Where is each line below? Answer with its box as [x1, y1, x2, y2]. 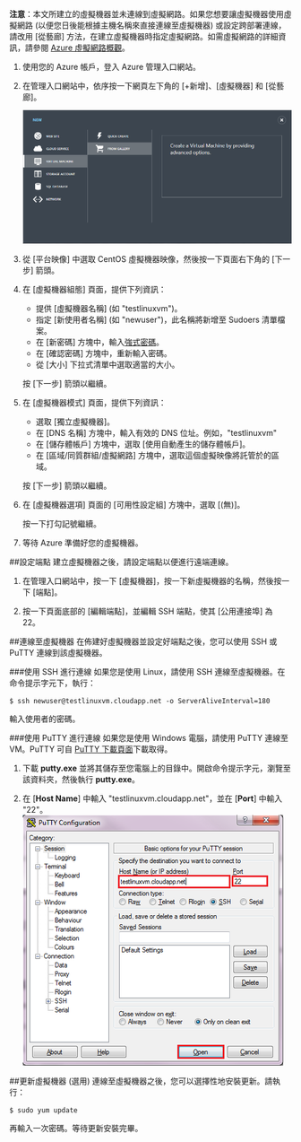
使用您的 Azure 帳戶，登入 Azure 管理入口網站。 [21, 62, 202, 72]
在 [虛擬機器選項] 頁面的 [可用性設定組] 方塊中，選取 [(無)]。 [21, 499, 245, 510]
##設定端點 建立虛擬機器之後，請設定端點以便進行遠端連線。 [9, 556, 234, 567]
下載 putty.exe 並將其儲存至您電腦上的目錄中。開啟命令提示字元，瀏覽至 [21, 763, 291, 773]
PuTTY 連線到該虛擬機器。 [9, 647, 107, 658]
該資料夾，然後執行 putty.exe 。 [21, 773, 141, 784]
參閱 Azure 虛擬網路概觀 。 [32, 42, 130, 53]
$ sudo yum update [9, 1105, 78, 1115]
